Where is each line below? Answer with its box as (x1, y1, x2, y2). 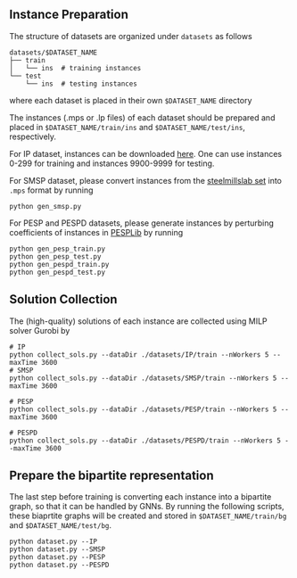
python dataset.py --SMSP (9, 545, 105, 554)
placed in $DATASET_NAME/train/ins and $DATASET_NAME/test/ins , (9, 121, 245, 132)
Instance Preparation (9, 7, 129, 22)
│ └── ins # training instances (9, 63, 142, 72)
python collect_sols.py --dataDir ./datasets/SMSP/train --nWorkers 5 (9, 374, 277, 383)
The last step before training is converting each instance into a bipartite (9, 491, 272, 502)
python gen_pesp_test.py (9, 252, 102, 261)
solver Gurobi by (9, 325, 70, 335)
